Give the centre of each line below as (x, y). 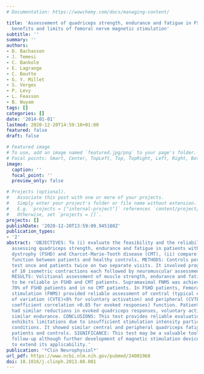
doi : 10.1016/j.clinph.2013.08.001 (51, 362)
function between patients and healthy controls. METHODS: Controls (100, 260)
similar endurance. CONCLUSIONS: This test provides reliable (92, 316)
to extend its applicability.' (51, 344)
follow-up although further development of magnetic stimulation (96, 339)
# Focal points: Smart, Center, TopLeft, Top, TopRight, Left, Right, (97, 158)
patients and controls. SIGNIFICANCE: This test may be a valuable (99, 333)
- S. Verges (21, 85)
